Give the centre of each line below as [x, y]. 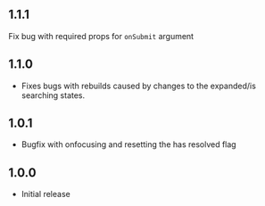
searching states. [53, 95]
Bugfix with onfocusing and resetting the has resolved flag [129, 144]
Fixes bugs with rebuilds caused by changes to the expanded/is [138, 86]
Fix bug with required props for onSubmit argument [101, 36]
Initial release [46, 194]
